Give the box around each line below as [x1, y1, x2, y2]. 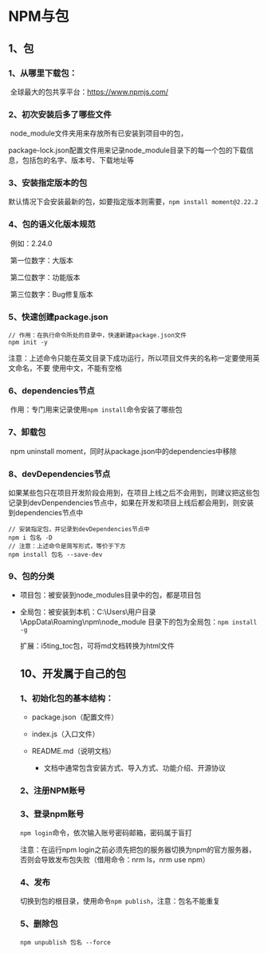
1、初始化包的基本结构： [19, 692, 114, 704]
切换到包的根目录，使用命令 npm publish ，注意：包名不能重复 [19, 897, 221, 906]
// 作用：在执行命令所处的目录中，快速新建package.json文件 [8, 332, 187, 340]
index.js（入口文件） [31, 729, 100, 739]
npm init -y [8, 338, 48, 347]
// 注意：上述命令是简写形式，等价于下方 [8, 542, 126, 550]
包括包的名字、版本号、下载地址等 [22, 156, 134, 165]
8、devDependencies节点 [8, 468, 111, 479]
